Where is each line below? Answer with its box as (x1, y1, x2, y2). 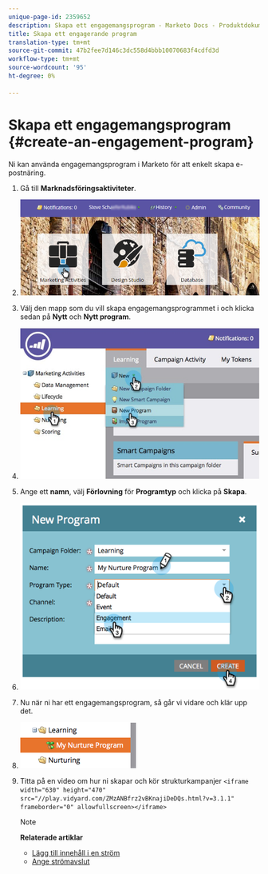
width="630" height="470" (19, 786, 106, 794)
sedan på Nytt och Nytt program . (19, 312, 132, 321)
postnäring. (8, 168, 46, 178)
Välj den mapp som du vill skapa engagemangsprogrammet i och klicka (19, 303, 254, 313)
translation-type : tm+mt (8, 38, 91, 46)
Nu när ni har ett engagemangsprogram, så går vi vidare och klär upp (19, 697, 248, 707)
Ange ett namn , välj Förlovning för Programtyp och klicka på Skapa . (19, 486, 247, 496)
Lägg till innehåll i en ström (31, 848, 120, 857)
